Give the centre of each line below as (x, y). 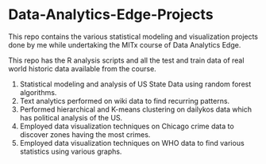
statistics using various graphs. (71, 151)
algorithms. (38, 92)
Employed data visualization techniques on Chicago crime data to (127, 126)
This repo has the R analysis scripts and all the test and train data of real (126, 60)
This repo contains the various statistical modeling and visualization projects (133, 36)
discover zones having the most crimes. (85, 134)
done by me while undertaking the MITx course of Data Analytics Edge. (125, 44)
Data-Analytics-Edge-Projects (111, 15)
